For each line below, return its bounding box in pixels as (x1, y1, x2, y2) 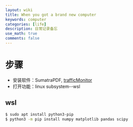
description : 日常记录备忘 (5, 26, 58, 31)
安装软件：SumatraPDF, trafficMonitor (12, 77, 92, 83)
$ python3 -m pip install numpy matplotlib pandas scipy (5, 116, 128, 122)
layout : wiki (5, 7, 33, 13)
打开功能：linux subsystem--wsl (12, 83, 80, 89)
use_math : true (5, 31, 38, 36)
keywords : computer (5, 17, 47, 22)
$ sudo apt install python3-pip (5, 112, 74, 117)
